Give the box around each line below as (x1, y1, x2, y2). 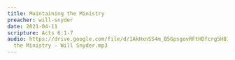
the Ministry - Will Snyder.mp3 (13, 42, 108, 49)
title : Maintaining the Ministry (7, 10, 105, 17)
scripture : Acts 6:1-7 (7, 29, 73, 37)
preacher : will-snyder (7, 17, 73, 23)
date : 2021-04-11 (7, 23, 58, 30)
